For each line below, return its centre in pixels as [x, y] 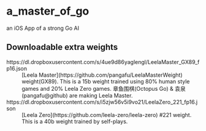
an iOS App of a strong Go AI [43, 28]
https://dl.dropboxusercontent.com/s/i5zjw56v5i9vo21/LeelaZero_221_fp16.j [102, 102]
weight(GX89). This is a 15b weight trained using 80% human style [106, 81]
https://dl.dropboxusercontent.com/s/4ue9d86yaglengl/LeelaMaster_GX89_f [103, 62]
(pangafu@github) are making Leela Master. [77, 95]
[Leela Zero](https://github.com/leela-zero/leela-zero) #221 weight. [107, 115]
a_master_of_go [48, 11]
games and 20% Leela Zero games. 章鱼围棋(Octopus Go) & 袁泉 [104, 88]
